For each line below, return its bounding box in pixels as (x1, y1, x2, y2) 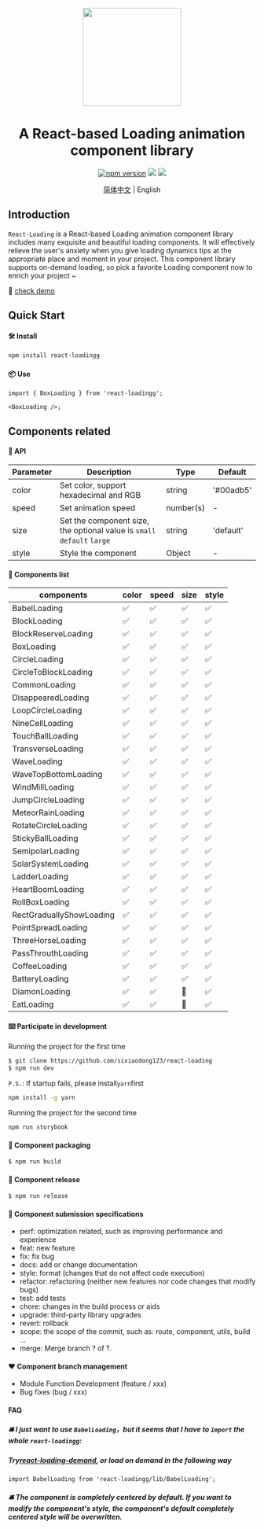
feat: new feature (19, 1243, 75, 1253)
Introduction (8, 208, 71, 222)
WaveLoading (12, 756, 63, 767)
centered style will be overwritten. (8, 1512, 123, 1522)
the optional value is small (59, 525, 156, 536)
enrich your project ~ (8, 271, 77, 280)
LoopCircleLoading (12, 705, 82, 716)
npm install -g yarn (8, 1094, 76, 1102)
